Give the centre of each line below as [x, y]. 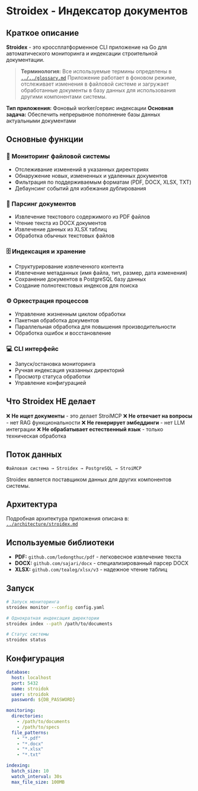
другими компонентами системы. [64, 97]
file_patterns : [30, 733]
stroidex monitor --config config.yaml [55, 607]
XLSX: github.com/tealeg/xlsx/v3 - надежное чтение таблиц [91, 570]
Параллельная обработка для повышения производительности [95, 327]
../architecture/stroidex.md [42, 525]
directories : [28, 716]
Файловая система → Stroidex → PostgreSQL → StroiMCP [74, 468]
